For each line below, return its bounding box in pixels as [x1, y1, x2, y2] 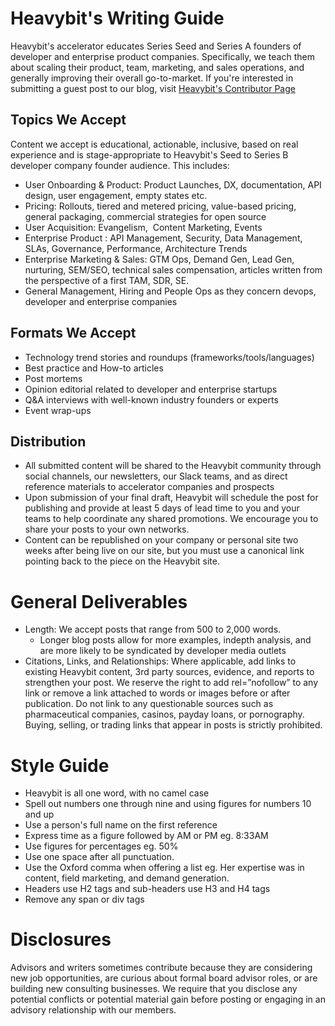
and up [24, 808, 55, 821]
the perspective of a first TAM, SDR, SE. [24, 274, 190, 286]
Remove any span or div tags [24, 893, 145, 906]
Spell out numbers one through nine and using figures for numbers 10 [24, 798, 312, 810]
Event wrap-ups [24, 404, 92, 416]
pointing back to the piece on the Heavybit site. [24, 555, 220, 567]
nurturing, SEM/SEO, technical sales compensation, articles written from [24, 263, 323, 276]
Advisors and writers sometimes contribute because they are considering [10, 962, 313, 974]
